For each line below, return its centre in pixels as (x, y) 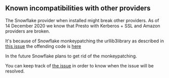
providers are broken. (28, 31)
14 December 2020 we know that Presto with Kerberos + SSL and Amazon (83, 26)
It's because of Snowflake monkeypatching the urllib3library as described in (85, 41)
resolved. (15, 71)
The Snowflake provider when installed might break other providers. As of (82, 20)
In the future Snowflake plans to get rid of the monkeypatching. (71, 56)
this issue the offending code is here (43, 46)
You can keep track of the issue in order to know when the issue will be (79, 65)
